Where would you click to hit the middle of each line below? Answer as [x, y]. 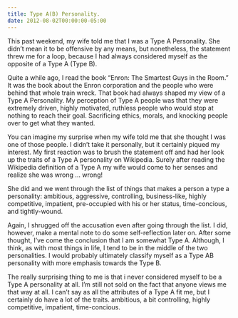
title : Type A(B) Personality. [54, 14]
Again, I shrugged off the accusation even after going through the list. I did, [118, 225]
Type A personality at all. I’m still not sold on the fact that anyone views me [117, 284]
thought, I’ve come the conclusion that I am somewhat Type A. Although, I [116, 240]
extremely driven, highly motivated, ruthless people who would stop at [110, 108]
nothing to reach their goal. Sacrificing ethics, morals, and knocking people [118, 116]
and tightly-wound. [35, 211]
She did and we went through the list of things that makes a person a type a [118, 188]
